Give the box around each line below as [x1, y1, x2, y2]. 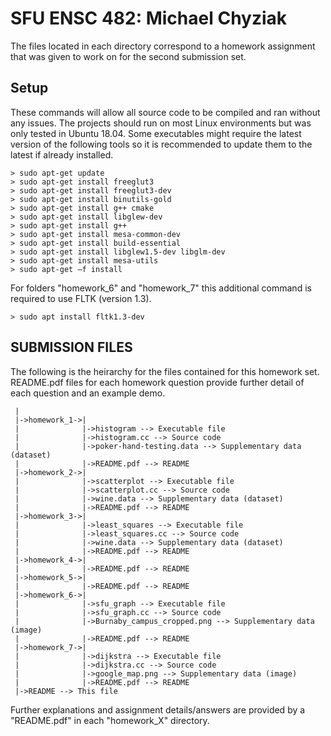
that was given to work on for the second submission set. [10, 50, 247, 62]
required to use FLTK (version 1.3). [10, 292, 152, 304]
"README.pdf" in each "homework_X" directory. [10, 714, 210, 726]
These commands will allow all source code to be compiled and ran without [10, 106, 321, 118]
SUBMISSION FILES [10, 339, 133, 356]
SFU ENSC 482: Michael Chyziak [10, 7, 288, 30]
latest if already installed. [10, 148, 114, 161]
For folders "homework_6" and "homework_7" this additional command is [10, 282, 312, 294]
